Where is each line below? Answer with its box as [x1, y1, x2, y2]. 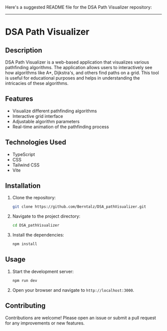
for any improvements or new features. [5, 320, 85, 326]
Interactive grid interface [12, 113, 63, 119]
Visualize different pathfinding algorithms [12, 108, 97, 114]
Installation [5, 181, 41, 190]
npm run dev [12, 278, 37, 283]
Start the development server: [12, 268, 74, 274]
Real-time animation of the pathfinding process [12, 124, 109, 130]
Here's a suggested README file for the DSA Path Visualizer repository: [5, 4, 152, 10]
